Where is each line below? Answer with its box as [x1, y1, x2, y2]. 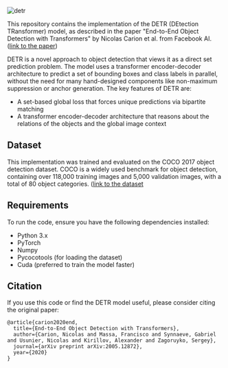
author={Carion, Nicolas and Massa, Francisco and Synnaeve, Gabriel [13, 331, 216, 338]
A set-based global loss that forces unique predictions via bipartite [16, 98, 206, 106]
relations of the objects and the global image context [16, 120, 167, 127]
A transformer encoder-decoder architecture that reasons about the [16, 112, 209, 120]
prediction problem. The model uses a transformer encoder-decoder [7, 63, 201, 70]
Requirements [7, 199, 69, 211]
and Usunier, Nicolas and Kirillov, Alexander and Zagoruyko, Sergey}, [7, 337, 216, 344]
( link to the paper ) [7, 42, 58, 50]
